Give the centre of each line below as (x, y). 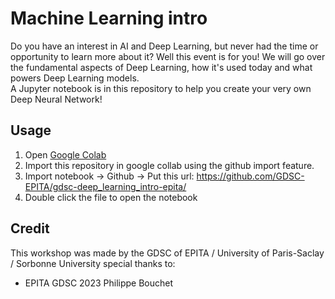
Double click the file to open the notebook (111, 197)
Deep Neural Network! (56, 99)
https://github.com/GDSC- (250, 176)
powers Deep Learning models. (75, 78)
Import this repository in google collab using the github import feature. (169, 165)
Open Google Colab (65, 154)
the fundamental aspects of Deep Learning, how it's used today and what (161, 67)
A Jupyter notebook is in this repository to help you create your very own (161, 88)
